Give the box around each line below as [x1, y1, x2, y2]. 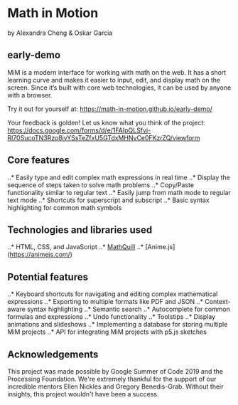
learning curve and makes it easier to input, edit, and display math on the [7, 75, 221, 84]
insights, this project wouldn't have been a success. [7, 390, 159, 398]
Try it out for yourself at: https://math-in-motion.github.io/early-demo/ [7, 105, 213, 113]
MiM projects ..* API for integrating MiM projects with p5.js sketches [7, 327, 207, 336]
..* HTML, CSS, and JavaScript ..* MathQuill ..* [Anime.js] [7, 243, 175, 251]
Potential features [7, 270, 89, 283]
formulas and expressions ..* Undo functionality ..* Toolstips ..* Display [7, 312, 215, 321]
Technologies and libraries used [7, 223, 153, 236]
